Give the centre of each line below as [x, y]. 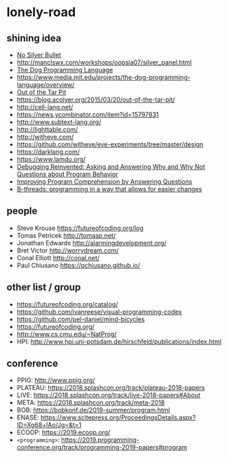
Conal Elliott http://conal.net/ [58, 257]
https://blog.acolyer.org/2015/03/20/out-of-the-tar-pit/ [96, 100]
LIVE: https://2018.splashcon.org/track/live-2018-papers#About [109, 395]
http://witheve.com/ [45, 137]
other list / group [44, 287]
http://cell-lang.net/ [45, 107]
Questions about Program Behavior [67, 174]
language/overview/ [46, 85]
